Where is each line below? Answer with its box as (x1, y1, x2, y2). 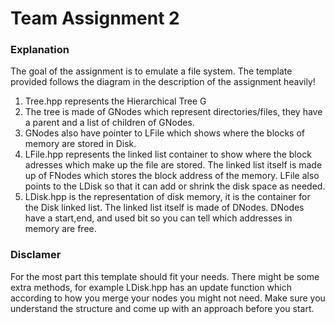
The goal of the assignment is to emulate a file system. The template (10, 65, 293, 77)
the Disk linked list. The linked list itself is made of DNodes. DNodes (24, 202, 305, 214)
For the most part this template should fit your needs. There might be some (10, 270, 320, 282)
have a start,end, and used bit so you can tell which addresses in (24, 212, 293, 224)
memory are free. (24, 223, 97, 235)
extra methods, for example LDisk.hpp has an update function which (10, 281, 293, 293)
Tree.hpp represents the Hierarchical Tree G (24, 95, 207, 107)
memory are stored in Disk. (24, 138, 137, 150)
